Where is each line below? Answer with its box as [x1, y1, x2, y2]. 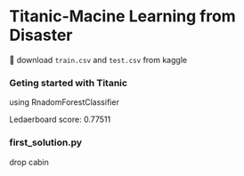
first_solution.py [9, 136, 83, 148]
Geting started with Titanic [9, 76, 127, 89]
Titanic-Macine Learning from [9, 6, 236, 27]
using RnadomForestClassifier [9, 97, 120, 108]
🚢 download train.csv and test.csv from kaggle [9, 54, 188, 65]
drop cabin [9, 156, 49, 167]
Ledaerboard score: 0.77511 [9, 114, 111, 125]
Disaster [9, 25, 73, 45]
